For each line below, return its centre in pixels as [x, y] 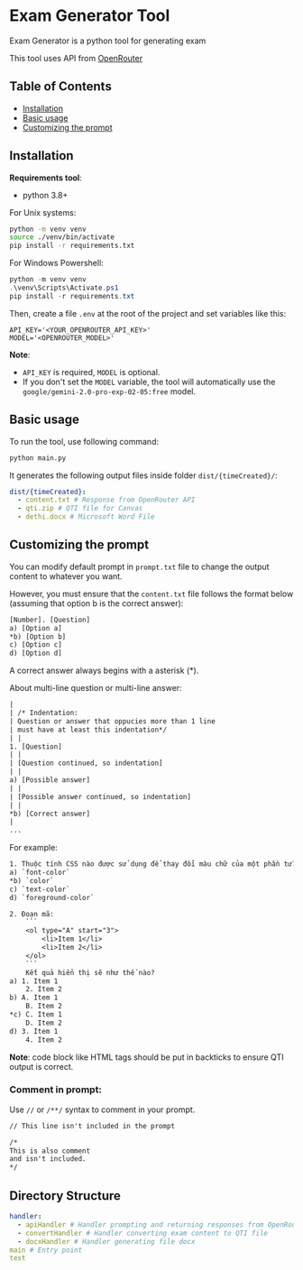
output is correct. [41, 1066]
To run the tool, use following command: [84, 441]
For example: [34, 848]
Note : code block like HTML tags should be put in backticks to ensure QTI [147, 1057]
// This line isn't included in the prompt [92, 1126]
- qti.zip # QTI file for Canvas [80, 509]
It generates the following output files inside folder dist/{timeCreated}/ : [143, 475]
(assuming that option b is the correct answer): [96, 603]
